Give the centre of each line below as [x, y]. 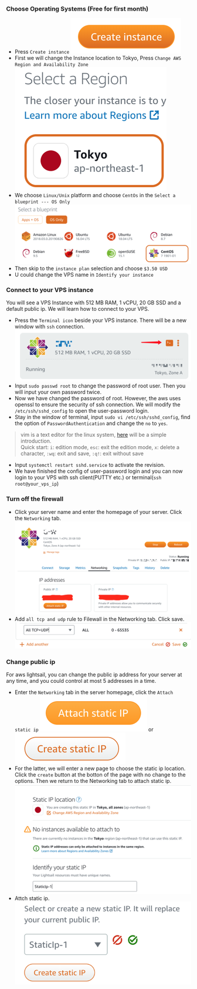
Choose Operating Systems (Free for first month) [77, 9]
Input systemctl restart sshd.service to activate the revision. [90, 465]
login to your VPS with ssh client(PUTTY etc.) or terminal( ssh [88, 477]
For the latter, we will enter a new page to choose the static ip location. [100, 768]
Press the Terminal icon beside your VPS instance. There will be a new [101, 320]
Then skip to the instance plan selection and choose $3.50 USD [91, 268]
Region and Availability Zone [52, 65]
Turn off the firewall [35, 499]
